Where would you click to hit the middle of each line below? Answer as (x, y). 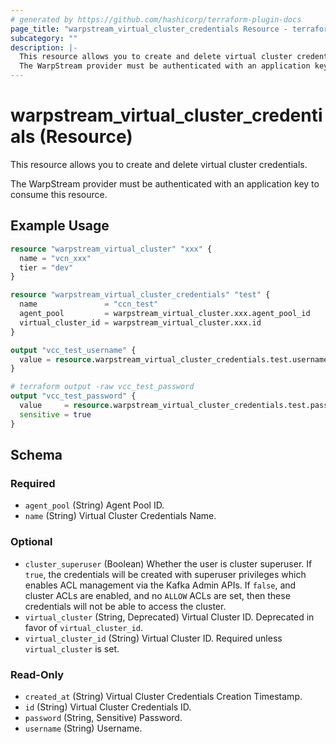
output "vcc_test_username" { (73, 350)
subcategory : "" (44, 38)
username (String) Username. (83, 728)
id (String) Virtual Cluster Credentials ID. (108, 707)
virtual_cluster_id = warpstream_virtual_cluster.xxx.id (140, 322)
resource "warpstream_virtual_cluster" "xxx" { (111, 249)
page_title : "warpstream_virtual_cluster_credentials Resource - (149, 29)
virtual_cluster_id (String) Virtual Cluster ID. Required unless (153, 638)
